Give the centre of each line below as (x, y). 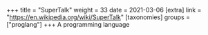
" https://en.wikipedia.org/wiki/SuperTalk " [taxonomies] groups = (98, 17)
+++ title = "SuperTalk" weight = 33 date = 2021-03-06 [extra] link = (104, 10)
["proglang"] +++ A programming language (68, 24)
